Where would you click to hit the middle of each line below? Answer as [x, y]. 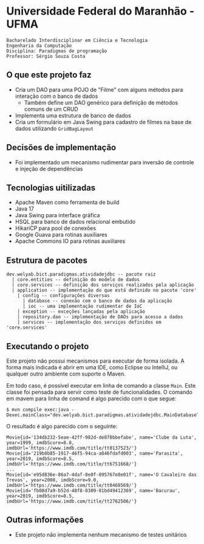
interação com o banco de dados [56, 96]
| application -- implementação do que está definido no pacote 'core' [104, 290]
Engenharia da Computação [39, 46]
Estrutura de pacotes [47, 260]
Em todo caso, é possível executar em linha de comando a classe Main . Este [101, 385]
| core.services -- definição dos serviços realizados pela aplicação [103, 285]
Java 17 [25, 209]
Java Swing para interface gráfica [57, 215]
